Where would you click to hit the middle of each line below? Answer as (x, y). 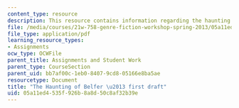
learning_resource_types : (46, 40)
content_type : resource (43, 14)
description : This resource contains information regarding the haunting (119, 21)
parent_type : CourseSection (49, 67)
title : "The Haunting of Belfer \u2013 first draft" (87, 87)
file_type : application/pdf (49, 34)
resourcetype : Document (43, 80)
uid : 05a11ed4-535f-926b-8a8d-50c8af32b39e (73, 93)
